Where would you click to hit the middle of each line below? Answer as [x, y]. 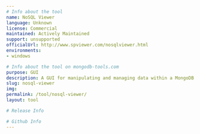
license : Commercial [32, 28]
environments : [24, 51]
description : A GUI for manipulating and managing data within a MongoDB [100, 78]
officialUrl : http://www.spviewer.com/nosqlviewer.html [77, 45]
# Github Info [24, 121]
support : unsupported [33, 39]
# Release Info [25, 111]
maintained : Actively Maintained [48, 34]
